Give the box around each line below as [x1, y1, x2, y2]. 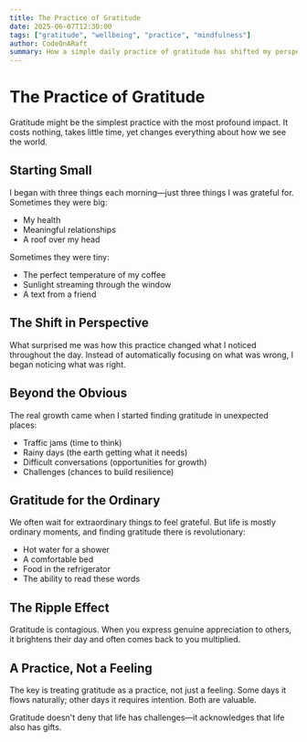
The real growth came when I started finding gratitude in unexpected [9, 409, 269, 420]
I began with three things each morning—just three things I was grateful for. [9, 186, 294, 197]
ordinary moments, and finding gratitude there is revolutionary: [9, 526, 246, 537]
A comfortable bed [22, 554, 94, 565]
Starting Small [9, 163, 92, 178]
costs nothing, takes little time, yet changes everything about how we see [9, 127, 286, 138]
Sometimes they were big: [9, 196, 108, 207]
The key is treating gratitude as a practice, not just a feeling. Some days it [9, 684, 287, 695]
